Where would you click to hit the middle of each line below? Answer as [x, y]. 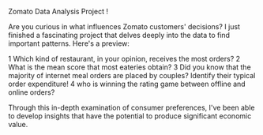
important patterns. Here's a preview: [69, 43]
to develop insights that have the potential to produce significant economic [130, 116]
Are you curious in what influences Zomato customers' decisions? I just [124, 26]
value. [18, 124]
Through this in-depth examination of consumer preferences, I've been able [131, 107]
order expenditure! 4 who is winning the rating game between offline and [127, 84]
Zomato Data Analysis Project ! [58, 11]
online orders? [32, 92]
